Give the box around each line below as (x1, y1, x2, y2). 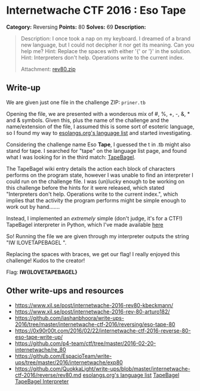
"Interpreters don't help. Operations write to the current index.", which (6, 190, 179, 198)
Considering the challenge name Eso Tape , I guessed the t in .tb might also (6, 141, 191, 148)
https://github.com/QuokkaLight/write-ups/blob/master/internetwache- (14, 365, 190, 372)
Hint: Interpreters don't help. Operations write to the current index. (20, 54, 184, 61)
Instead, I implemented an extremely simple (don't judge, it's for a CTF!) (6, 214, 183, 221)
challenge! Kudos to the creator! (6, 257, 85, 264)
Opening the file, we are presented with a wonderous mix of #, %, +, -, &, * (6, 110, 190, 117)
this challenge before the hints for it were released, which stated (6, 184, 165, 191)
